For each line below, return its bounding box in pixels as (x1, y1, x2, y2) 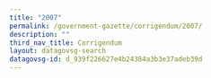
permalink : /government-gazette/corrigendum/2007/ (9, 22, 203, 30)
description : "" (9, 30, 70, 39)
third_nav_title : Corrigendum (9, 38, 123, 48)
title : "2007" (9, 13, 63, 22)
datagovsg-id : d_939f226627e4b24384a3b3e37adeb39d (9, 55, 203, 64)
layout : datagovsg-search (9, 47, 106, 56)
